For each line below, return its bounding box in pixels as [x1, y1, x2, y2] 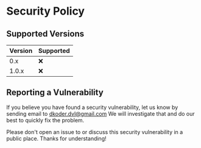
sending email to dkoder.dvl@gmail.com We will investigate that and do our [6, 110, 195, 117]
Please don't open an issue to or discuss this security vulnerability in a [6, 128, 183, 135]
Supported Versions [6, 29, 84, 39]
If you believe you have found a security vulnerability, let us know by [6, 104, 178, 111]
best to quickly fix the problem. [6, 116, 85, 124]
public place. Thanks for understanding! [6, 135, 107, 142]
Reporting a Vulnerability [6, 87, 104, 98]
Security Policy [6, 4, 85, 18]
